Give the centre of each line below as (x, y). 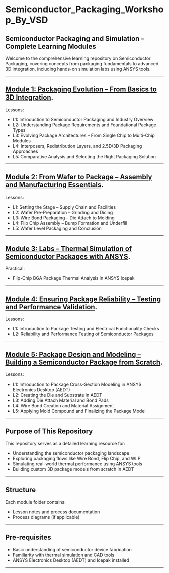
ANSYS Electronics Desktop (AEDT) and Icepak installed (71, 560)
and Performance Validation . (51, 307)
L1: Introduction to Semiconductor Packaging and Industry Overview (83, 119)
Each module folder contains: (36, 502)
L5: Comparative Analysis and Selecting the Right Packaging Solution (84, 156)
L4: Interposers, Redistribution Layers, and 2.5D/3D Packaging (77, 146)
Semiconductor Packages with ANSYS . (68, 257)
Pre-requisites (28, 538)
